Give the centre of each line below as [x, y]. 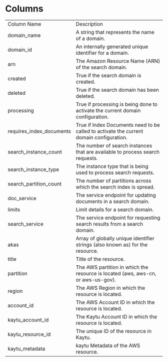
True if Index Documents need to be [118, 125]
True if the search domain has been [117, 90]
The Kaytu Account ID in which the [116, 316]
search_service [25, 224]
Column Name [24, 24]
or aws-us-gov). [96, 280]
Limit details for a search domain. [115, 210]
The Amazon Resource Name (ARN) [118, 61]
